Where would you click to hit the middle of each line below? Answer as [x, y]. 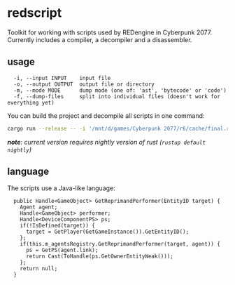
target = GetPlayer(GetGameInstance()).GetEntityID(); [107, 232]
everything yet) [31, 102]
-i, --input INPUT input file [62, 78]
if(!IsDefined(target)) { [58, 226]
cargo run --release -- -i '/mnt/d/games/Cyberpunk [84, 128]
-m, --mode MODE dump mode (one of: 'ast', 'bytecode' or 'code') [120, 90]
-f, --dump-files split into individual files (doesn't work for [117, 96]
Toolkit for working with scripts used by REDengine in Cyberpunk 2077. [110, 32]
